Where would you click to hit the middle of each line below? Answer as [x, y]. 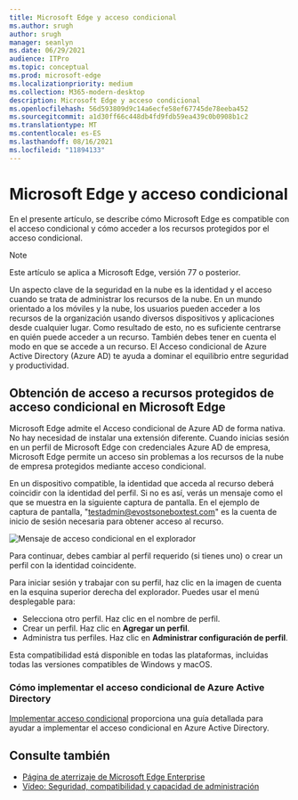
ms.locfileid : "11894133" [57, 150]
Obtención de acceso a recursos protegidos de [141, 393]
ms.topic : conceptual [49, 68]
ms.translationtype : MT [53, 126]
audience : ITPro [39, 59]
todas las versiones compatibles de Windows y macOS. [111, 665]
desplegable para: [42, 601]
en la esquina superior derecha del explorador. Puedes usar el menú [134, 592]
